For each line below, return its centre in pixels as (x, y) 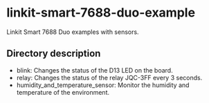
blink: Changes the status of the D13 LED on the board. (95, 70)
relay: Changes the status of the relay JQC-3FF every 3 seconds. (109, 77)
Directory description (54, 54)
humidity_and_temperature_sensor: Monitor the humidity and (103, 85)
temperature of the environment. (63, 92)
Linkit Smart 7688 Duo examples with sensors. (73, 32)
